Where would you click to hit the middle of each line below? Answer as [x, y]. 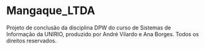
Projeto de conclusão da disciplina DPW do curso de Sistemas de [89, 28]
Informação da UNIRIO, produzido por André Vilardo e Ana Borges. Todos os [102, 34]
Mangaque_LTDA [51, 11]
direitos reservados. [32, 40]
